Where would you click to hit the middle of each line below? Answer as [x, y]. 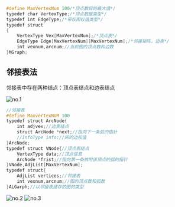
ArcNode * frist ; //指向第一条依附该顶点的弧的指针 [72, 159]
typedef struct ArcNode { [37, 121]
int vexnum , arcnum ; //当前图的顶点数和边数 [65, 47]
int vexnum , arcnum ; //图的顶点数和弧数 [61, 182]
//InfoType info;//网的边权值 [52, 138]
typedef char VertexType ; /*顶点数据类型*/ [56, 14]
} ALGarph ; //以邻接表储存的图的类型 [45, 187]
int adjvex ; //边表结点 [43, 127]
